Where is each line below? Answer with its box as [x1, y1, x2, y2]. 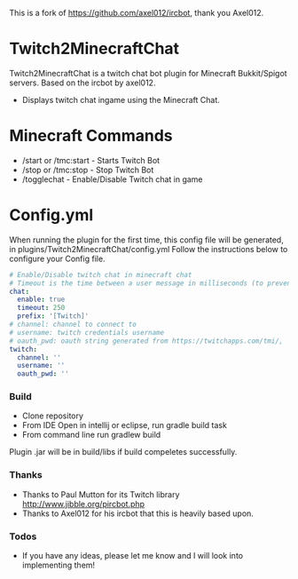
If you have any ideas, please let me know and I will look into [21, 551, 244, 561]
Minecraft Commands [9, 126, 173, 146]
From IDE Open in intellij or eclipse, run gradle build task [21, 420, 228, 431]
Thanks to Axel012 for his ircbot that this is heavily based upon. [21, 508, 255, 519]
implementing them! [21, 559, 96, 571]
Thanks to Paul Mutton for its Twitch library [21, 488, 180, 500]
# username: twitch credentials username [9, 328, 165, 337]
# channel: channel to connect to [9, 320, 137, 329]
